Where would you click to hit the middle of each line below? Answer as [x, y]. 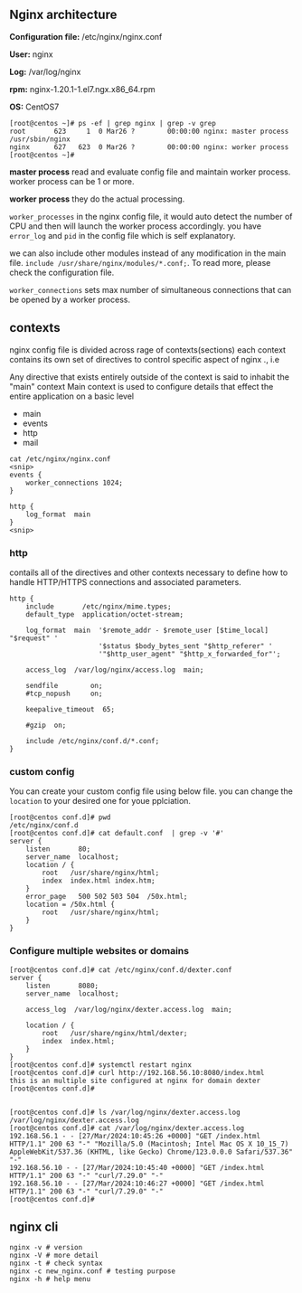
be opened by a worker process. [70, 299]
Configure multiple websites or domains [99, 951]
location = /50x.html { [71, 905]
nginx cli [34, 1227]
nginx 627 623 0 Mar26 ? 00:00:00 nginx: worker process [149, 147]
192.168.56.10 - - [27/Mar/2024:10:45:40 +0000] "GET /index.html [137, 1167]
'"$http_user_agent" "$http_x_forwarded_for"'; [189, 654]
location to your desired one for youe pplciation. [100, 801]
